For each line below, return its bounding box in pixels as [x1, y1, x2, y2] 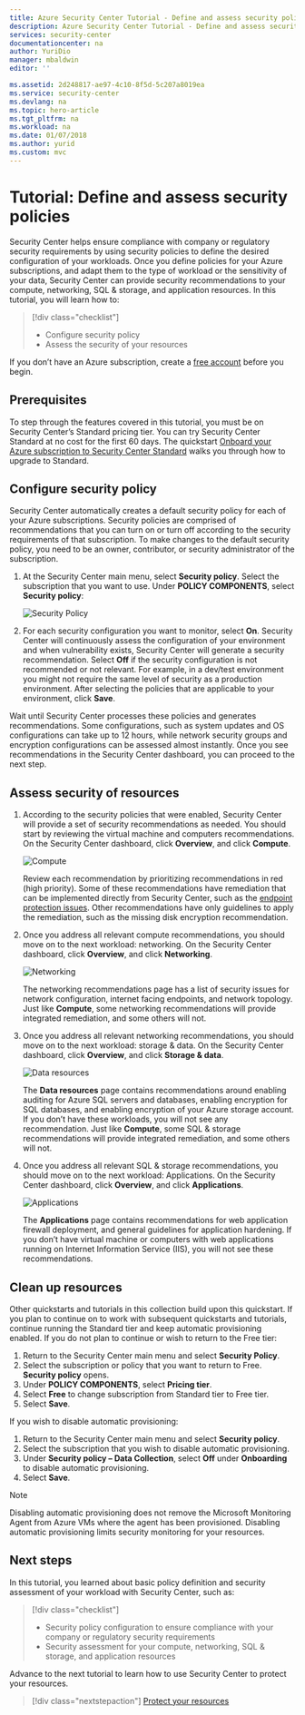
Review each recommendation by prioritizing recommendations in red [22, 873, 283, 885]
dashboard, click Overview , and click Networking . [22, 949, 213, 960]
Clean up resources [9, 1279, 123, 1295]
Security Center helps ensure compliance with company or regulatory [9, 236, 271, 247]
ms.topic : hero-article [9, 105, 100, 114]
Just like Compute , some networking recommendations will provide [22, 1004, 277, 1014]
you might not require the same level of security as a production [22, 673, 263, 685]
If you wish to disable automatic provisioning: [9, 1416, 179, 1426]
